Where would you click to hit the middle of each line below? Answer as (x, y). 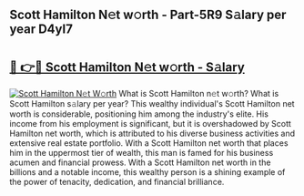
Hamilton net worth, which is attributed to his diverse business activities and (152, 133)
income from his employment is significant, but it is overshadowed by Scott (150, 124)
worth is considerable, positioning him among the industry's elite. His (139, 114)
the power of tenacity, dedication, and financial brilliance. (117, 182)
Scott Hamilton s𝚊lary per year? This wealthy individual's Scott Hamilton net (152, 103)
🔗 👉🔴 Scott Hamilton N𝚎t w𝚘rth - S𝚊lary (127, 67)
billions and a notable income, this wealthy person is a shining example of (147, 172)
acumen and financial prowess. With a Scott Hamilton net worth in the (140, 162)
